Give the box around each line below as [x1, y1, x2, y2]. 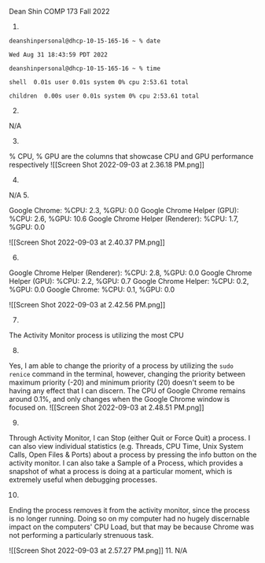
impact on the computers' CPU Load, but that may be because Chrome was [9, 522, 255, 532]
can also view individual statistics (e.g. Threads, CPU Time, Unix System [9, 442, 244, 451]
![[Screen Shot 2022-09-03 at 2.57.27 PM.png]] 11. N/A [9, 546, 188, 555]
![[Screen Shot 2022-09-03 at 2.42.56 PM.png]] [9, 300, 166, 309]
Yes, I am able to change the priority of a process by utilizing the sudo [9, 361, 234, 370]
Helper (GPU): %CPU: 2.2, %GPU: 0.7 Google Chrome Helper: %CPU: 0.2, [9, 277, 249, 285]
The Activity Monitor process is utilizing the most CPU [9, 330, 184, 340]
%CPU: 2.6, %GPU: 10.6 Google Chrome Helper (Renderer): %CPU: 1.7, [9, 214, 239, 223]
